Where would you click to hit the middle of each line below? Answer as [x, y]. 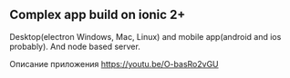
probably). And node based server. [75, 46]
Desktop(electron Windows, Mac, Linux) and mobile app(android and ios [145, 36]
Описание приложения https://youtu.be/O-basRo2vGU [114, 63]
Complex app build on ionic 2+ [98, 15]
